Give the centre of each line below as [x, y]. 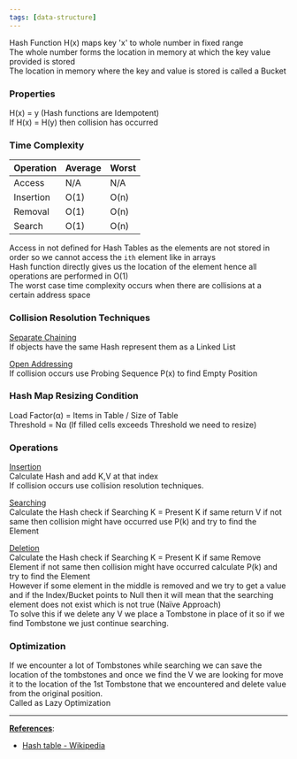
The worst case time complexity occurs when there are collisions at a [136, 286]
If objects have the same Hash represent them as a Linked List [122, 347]
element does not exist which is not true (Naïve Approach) [115, 605]
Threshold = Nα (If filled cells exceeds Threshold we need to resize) [133, 425]
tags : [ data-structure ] [53, 17]
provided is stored [42, 61]
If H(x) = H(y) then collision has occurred [84, 122]
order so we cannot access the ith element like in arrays [113, 257]
